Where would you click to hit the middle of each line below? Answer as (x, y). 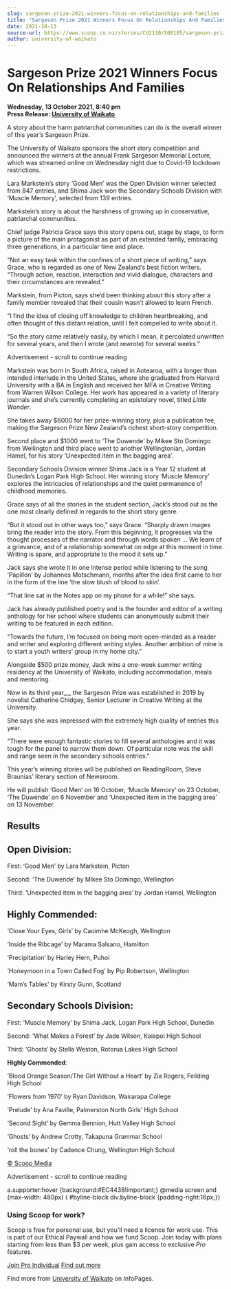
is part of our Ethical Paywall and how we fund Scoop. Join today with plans (114, 1237)
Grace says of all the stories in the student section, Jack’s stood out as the (112, 504)
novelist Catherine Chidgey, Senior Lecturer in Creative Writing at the (105, 700)
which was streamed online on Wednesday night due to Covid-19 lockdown (114, 163)
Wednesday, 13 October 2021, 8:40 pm (64, 107)
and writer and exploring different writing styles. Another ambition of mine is (115, 644)
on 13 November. (31, 805)
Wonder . (19, 407)
